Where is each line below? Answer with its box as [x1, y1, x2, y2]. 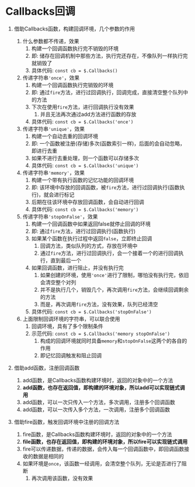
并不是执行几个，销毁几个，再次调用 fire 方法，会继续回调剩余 [40, 286, 189, 293]
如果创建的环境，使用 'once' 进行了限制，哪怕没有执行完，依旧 [40, 271, 189, 278]
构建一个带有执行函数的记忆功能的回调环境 [31, 176, 134, 184]
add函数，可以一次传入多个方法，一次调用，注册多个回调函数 [22, 406, 170, 413]
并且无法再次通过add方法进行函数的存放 [40, 110, 137, 118]
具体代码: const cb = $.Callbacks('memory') [31, 205, 139, 213]
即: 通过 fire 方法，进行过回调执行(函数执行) [31, 227, 136, 234]
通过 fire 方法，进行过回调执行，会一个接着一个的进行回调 [40, 249, 179, 257]
